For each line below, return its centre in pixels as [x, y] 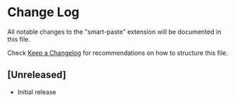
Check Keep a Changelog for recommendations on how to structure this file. [118, 53]
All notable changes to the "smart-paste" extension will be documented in [114, 32]
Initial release [37, 91]
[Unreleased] [37, 75]
